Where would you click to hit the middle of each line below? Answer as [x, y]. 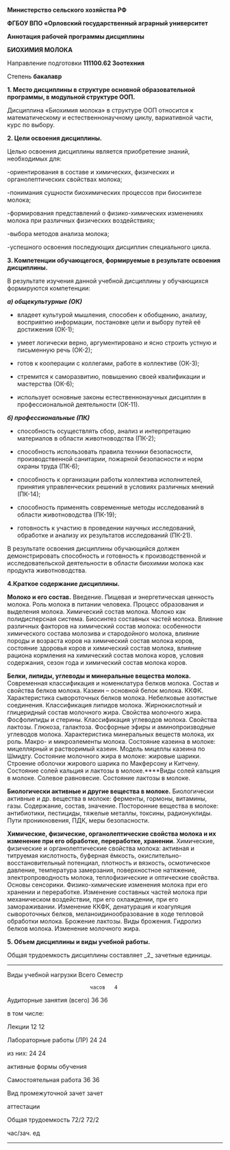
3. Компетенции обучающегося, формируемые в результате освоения [114, 260]
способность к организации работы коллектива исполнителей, [110, 479]
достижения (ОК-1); [46, 329]
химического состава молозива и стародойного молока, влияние [103, 633]
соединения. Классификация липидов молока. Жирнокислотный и [104, 705]
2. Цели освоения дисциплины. [55, 138]
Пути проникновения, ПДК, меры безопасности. [78, 820]
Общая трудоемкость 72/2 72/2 [53, 1120]
